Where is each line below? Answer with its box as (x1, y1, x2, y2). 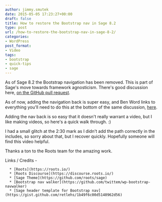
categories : (5, 35, 29, 39)
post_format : (5, 43, 32, 48)
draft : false (5, 16, 32, 21)
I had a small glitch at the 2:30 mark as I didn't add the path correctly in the (5, 129, 155, 134)
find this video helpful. (5, 139, 50, 144)
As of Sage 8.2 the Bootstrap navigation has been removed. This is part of (5, 79, 153, 85)
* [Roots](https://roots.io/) (9, 167, 70, 172)
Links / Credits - (5, 158, 37, 163)
